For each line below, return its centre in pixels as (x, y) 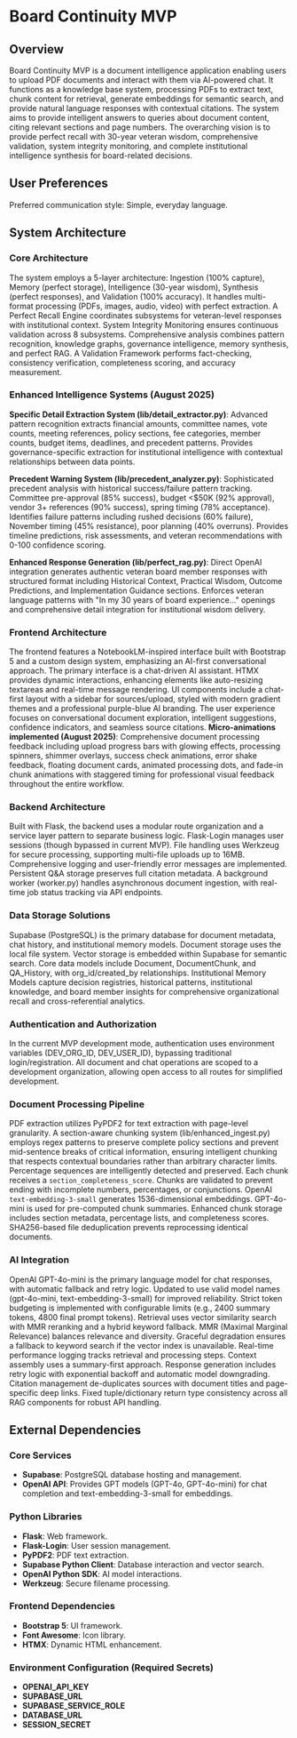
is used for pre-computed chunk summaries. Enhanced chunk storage (154, 1209)
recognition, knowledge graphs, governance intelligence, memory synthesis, (149, 343)
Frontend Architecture (58, 632)
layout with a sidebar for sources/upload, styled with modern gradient (153, 699)
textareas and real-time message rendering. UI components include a (136, 690)
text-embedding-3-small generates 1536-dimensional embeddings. (131, 1199)
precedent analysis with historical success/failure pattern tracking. (131, 488)
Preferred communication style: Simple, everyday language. (118, 204)
